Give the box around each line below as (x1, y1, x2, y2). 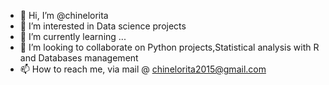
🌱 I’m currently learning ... (19, 31, 127, 42)
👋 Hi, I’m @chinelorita (19, 10, 109, 21)
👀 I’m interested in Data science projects (19, 20, 187, 32)
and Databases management (19, 52, 139, 64)
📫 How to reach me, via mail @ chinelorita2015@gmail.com (19, 63, 267, 75)
